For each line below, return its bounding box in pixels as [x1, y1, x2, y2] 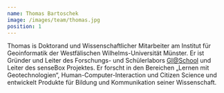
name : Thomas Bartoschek [7, 10, 79, 17]
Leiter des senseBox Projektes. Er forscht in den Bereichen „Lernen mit [7, 63, 209, 72]
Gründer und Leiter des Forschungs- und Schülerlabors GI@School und [7, 56, 212, 65]
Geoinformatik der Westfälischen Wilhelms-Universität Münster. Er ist [7, 49, 205, 57]
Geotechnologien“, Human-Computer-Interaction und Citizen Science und [7, 71, 217, 79]
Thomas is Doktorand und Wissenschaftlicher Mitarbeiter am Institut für [7, 42, 212, 50]
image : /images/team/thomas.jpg [7, 17, 100, 23]
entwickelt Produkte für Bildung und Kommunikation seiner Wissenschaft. [7, 79, 217, 87]
